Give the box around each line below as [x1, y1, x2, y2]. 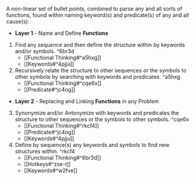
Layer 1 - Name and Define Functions [14, 29, 109, 37]
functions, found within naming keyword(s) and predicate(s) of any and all [6, 11, 189, 19]
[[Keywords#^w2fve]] [23, 167, 78, 174]
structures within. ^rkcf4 [14, 147, 75, 155]
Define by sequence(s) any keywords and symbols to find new [14, 141, 170, 148]
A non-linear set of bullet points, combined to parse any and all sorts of [6, 5, 182, 12]
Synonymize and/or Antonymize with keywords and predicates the [14, 110, 179, 116]
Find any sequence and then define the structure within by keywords [14, 42, 185, 48]
